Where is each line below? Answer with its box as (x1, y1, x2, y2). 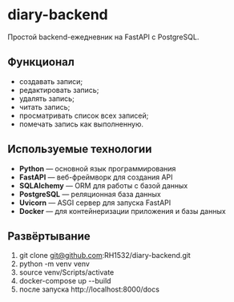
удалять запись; (18, 94, 75, 103)
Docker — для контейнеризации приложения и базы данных (18, 206, 226, 215)
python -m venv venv (18, 259, 90, 269)
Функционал (7, 55, 75, 69)
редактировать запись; (18, 85, 99, 95)
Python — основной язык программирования (18, 163, 176, 173)
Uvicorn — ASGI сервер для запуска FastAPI (18, 198, 171, 207)
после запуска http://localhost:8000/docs (18, 284, 159, 294)
